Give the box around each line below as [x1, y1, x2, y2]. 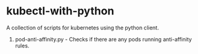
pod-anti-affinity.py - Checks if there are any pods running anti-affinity [15, 35, 192, 43]
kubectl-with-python [6, 4, 114, 18]
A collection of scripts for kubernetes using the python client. [6, 24, 159, 31]
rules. [15, 42, 30, 49]
